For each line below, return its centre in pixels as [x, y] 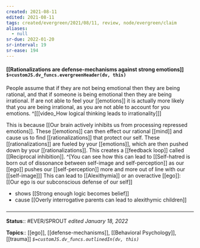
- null [20, 34]
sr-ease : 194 [22, 51]
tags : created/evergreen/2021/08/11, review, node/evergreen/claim [92, 23]
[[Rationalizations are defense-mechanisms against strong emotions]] [95, 70]
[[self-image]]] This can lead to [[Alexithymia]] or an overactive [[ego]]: [93, 175]
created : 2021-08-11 [32, 12]
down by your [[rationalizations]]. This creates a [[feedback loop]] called [95, 150]
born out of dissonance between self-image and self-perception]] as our [95, 163]
